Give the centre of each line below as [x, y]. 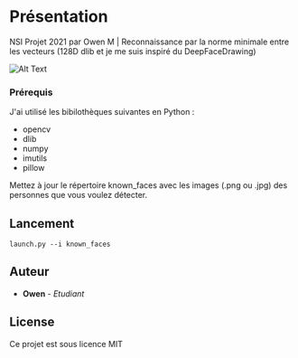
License [32, 322]
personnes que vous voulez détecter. [79, 195]
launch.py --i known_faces [60, 245]
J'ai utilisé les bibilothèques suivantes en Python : [102, 112]
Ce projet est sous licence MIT [66, 344]
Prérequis [31, 92]
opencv [37, 129]
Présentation [59, 17]
